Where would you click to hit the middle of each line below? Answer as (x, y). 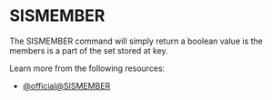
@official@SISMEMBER (66, 85)
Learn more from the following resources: (87, 68)
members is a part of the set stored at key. (89, 50)
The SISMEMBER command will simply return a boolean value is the (136, 41)
